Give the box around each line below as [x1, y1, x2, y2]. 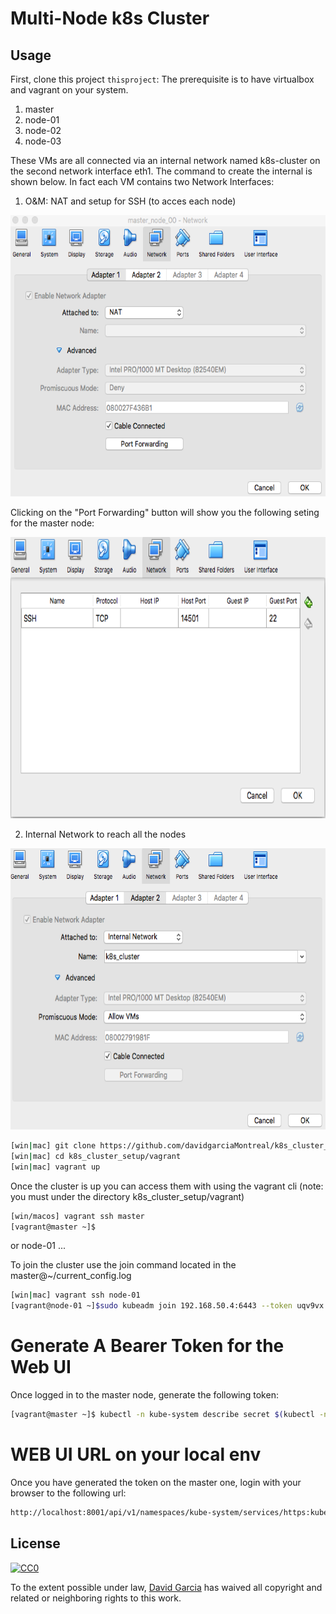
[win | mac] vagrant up [10, 1162, 101, 1172]
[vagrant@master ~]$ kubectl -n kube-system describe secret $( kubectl [10, 1410, 315, 1420]
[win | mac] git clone [10, 1141, 97, 1151]
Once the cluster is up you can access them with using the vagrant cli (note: [10, 1180, 324, 1192]
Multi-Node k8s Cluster [10, 7, 210, 30]
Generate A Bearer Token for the [10, 1335, 285, 1357]
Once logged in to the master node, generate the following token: [10, 1389, 279, 1401]
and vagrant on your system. [10, 84, 129, 96]
